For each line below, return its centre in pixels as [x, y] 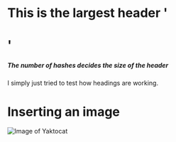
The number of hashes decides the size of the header [88, 65]
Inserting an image [64, 112]
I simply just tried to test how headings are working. [83, 83]
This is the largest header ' [88, 13]
